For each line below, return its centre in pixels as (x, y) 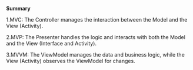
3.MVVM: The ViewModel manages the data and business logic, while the (96, 55)
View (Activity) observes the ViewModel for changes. (71, 61)
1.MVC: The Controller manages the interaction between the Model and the (97, 20)
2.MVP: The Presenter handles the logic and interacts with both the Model (96, 37)
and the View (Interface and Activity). (51, 43)
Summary (18, 8)
